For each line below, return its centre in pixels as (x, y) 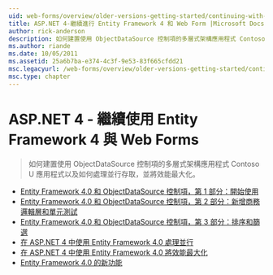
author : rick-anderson (47, 31)
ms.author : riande (39, 46)
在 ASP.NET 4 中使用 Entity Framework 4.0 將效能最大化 (114, 252)
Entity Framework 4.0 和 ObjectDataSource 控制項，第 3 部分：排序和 (136, 221)
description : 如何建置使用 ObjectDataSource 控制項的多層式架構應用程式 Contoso (137, 39)
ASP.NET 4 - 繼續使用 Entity (103, 119)
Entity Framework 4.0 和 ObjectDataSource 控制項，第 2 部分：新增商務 (140, 201)
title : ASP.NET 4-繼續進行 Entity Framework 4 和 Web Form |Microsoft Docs (136, 24)
